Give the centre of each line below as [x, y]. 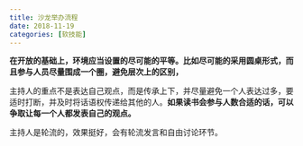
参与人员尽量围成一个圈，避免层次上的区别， [100, 72]
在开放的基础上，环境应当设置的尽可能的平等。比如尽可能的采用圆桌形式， [147, 61]
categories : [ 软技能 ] [48, 34]
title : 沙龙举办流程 [44, 17]
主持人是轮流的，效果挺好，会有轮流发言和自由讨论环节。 [116, 133]
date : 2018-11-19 [42, 26]
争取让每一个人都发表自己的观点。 [73, 114]
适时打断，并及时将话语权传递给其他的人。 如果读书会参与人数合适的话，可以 [151, 102]
